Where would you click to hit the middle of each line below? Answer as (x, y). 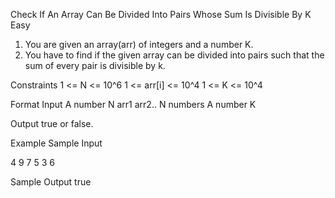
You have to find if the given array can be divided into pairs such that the (174, 55)
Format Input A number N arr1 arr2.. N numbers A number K (133, 104)
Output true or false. (52, 123)
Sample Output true (51, 182)
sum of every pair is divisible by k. (95, 65)
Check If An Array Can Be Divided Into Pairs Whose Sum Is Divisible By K (161, 14)
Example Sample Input (56, 143)
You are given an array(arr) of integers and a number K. (139, 44)
